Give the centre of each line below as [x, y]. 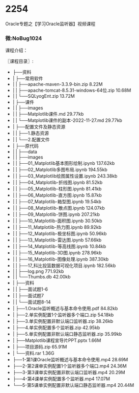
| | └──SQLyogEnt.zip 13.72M [44, 96]
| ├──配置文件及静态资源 [39, 127]
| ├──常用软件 [28, 79]
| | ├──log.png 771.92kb [38, 271]
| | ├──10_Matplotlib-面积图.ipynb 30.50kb [58, 221]
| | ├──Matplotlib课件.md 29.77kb [48, 114]
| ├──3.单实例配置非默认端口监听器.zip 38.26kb [63, 321]
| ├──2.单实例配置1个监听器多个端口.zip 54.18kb [63, 315]
